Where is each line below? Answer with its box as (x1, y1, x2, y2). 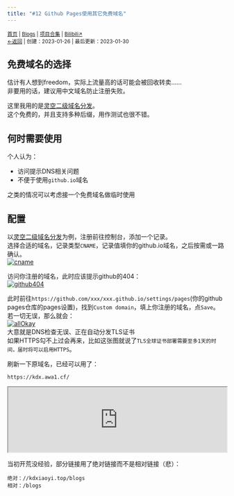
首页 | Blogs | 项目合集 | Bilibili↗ (7, 31, 83, 38)
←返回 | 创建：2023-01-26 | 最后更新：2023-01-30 (7, 38, 130, 45)
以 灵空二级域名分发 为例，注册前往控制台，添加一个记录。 (7, 233, 172, 241)
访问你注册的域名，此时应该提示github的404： (7, 272, 141, 281)
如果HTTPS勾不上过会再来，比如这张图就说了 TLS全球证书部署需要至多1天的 (7, 336, 212, 345)
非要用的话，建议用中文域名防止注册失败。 (7, 87, 129, 95)
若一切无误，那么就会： (7, 312, 74, 320)
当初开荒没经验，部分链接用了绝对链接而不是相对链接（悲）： (7, 460, 181, 468)
